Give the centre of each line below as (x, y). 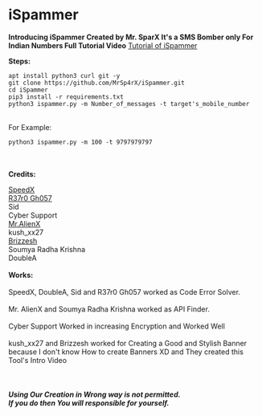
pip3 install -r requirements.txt (66, 97)
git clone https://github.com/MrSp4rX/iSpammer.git (96, 83)
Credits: (22, 173)
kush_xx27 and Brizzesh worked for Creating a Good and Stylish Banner (128, 343)
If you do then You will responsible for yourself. (89, 402)
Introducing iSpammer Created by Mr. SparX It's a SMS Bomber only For (131, 37)
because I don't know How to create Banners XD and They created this (126, 352)
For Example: (30, 127)
